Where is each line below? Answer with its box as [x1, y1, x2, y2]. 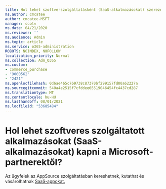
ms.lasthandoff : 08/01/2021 [5, 99, 63, 104]
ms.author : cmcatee [5, 12, 45, 17]
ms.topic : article [5, 40, 43, 45]
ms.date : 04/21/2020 [5, 26, 48, 31]
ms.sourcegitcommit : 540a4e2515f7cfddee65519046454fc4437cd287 [5, 85, 138, 91]
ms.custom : [5, 62, 28, 67]
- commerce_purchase [5, 67, 48, 72]
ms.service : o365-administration [5, 44, 74, 49]
